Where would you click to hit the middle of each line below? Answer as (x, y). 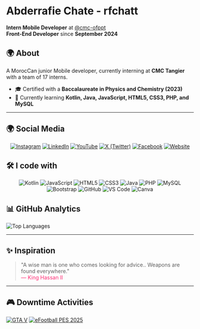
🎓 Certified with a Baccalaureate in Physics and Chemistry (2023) (99, 89)
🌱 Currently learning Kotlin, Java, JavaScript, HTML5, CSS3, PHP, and (102, 97)
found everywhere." (45, 271)
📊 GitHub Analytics (43, 209)
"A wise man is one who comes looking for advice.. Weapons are (100, 265)
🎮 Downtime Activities (50, 302)
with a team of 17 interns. (37, 77)
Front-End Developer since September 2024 (62, 33)
